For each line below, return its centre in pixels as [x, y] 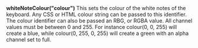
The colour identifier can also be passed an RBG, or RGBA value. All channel [99, 21]
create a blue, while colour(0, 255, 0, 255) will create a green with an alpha [98, 33]
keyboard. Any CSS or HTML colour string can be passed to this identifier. [96, 15]
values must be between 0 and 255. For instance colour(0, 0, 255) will [92, 27]
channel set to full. [29, 40]
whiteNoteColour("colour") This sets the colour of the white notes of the [96, 8]
